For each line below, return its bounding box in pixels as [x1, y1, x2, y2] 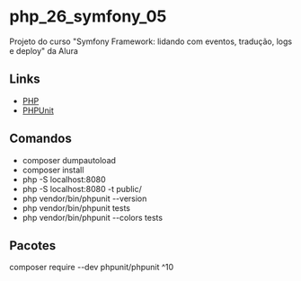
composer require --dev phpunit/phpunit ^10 [9, 262, 174, 273]
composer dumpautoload [22, 154, 117, 165]
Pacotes [9, 238, 57, 253]
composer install [22, 164, 84, 175]
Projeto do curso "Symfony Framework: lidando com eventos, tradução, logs [9, 36, 293, 47]
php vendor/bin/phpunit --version [22, 193, 147, 204]
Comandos [9, 131, 72, 146]
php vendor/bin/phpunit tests [22, 202, 130, 213]
